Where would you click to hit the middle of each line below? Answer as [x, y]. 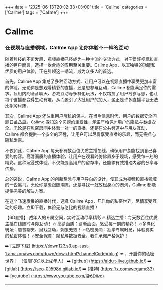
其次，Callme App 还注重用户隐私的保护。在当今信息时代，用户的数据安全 [79, 116]
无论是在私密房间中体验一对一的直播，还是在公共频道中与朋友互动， [81, 128]
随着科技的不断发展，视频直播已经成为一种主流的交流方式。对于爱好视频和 [79, 59]
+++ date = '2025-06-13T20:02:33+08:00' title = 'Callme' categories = [76, 7]
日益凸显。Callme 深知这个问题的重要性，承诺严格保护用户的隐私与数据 [80, 122]
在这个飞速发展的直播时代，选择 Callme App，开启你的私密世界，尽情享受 [79, 201]
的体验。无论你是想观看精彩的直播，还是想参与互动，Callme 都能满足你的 [78, 88]
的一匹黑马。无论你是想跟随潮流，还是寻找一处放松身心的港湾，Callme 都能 [81, 185]
